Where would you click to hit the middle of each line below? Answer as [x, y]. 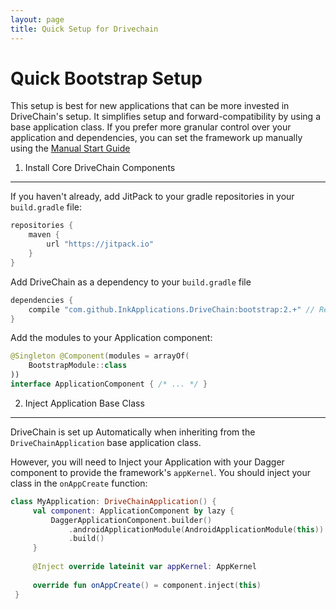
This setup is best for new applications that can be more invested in [150, 106]
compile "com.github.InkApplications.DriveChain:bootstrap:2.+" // [171, 309]
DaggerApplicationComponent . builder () [131, 520]
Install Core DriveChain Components [100, 168]
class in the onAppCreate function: [79, 483]
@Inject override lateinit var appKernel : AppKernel [144, 567]
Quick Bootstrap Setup [106, 78]
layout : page [37, 19]
